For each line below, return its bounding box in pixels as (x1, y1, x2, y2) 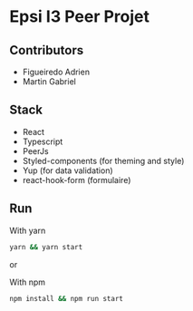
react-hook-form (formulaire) (22, 174, 131, 185)
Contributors (9, 43, 84, 58)
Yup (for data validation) (22, 165, 113, 176)
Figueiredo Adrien (22, 66, 91, 77)
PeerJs (22, 145, 49, 156)
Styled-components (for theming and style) (22, 155, 185, 166)
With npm (9, 277, 46, 287)
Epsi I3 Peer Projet (9, 6, 150, 27)
